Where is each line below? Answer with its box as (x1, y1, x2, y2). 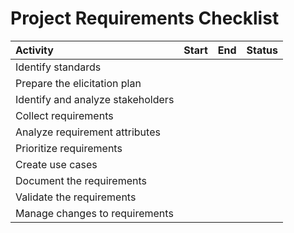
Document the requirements (15, 173, 148, 187)
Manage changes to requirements (15, 206, 174, 220)
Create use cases (15, 157, 98, 171)
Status (246, 43, 278, 57)
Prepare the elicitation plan (15, 76, 142, 90)
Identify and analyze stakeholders (15, 92, 175, 106)
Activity (15, 43, 54, 57)
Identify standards (15, 60, 102, 74)
